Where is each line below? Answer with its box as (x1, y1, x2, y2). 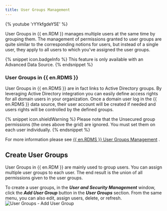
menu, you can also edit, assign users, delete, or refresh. (5, 195, 122, 201)
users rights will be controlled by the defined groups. (5, 106, 114, 112)
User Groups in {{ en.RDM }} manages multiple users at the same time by (5, 30, 156, 36)
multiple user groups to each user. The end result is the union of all (5, 169, 143, 175)
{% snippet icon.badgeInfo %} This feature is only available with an (5, 56, 144, 62)
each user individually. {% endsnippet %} (5, 127, 91, 133)
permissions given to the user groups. (5, 175, 83, 181)
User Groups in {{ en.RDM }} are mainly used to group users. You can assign (5, 164, 163, 170)
